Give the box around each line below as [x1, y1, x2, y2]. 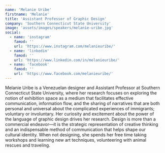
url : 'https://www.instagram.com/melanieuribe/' [14, 44, 116, 49]
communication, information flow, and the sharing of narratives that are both [5, 100, 160, 106]
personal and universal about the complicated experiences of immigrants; [5, 105, 155, 111]
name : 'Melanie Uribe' [5, 7, 52, 12]
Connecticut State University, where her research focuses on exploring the [5, 90, 157, 96]
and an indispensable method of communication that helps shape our [5, 126, 146, 132]
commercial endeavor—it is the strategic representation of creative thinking [5, 121, 159, 127]
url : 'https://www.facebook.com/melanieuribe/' [14, 71, 113, 76]
